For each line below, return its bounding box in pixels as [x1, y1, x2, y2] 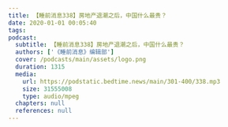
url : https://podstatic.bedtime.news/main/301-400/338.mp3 [22, 77, 221, 85]
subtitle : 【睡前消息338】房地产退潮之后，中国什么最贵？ [15, 41, 185, 49]
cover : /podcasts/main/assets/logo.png [15, 56, 147, 64]
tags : [8, 26, 26, 34]
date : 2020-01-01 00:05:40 [8, 19, 97, 27]
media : [15, 70, 37, 78]
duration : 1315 [15, 63, 65, 71]
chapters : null [15, 99, 65, 107]
